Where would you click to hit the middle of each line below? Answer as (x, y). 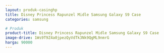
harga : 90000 (19, 43)
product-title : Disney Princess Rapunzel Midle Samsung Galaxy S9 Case (82, 33)
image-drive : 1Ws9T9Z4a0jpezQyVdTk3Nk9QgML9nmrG (57, 38)
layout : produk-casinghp (31, 10)
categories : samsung (27, 19)
